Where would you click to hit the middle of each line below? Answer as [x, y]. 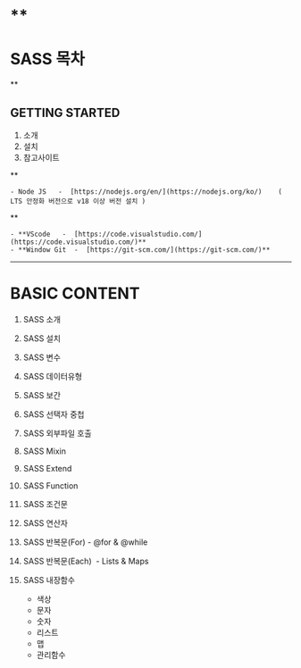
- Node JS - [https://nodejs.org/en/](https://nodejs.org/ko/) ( [146, 192]
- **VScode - [38, 234]
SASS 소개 [42, 319]
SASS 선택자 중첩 [54, 414]
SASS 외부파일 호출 [57, 433]
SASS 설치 [42, 338]
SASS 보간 [42, 395]
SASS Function [50, 485]
